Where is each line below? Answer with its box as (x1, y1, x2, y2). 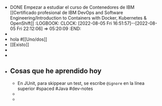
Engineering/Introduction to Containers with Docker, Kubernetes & (10, 15, 147, 21)
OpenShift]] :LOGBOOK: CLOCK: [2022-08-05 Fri (10, 20, 112, 26)
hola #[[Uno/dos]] (10, 36, 48, 42)
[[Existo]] (10, 42, 29, 47)
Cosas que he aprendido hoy (10, 67, 102, 75)
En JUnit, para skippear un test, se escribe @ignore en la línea (17, 80, 144, 86)
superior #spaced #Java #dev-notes (17, 85, 93, 91)
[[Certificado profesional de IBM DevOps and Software (10, 10, 123, 16)
